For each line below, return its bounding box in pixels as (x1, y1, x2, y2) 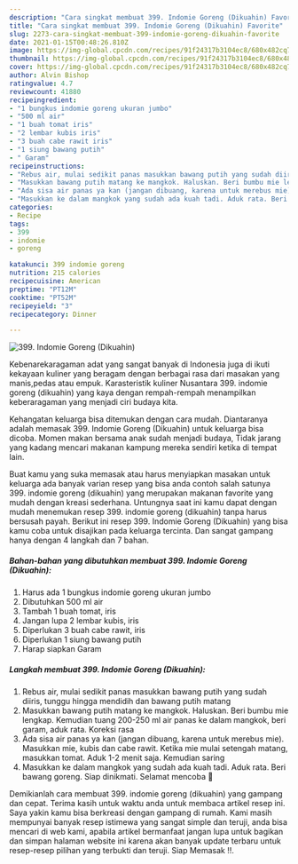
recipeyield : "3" (9, 301, 74, 311)
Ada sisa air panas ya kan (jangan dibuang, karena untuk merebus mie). (21, 733, 285, 744)
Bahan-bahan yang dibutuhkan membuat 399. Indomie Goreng (9, 555, 247, 566)
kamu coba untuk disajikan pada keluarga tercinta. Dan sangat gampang (9, 526, 273, 536)
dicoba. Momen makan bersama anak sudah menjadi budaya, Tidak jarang (9, 432, 281, 444)
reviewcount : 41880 (9, 87, 82, 96)
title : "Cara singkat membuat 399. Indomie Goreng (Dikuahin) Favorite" (9, 21, 284, 30)
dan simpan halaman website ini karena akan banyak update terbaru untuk (9, 836, 281, 846)
